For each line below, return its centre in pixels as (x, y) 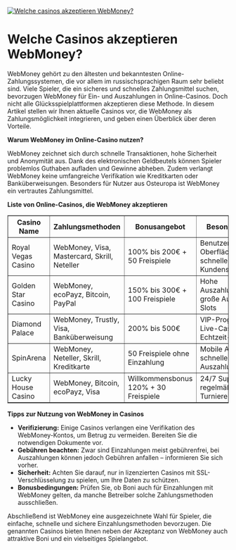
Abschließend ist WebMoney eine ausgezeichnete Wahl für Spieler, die (110, 516)
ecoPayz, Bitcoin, (82, 294)
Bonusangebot (160, 227)
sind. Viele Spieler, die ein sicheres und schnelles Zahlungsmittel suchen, (113, 89)
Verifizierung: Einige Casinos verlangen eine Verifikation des (106, 427)
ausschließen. (38, 502)
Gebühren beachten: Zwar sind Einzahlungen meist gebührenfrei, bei (118, 450)
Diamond (27, 324)
